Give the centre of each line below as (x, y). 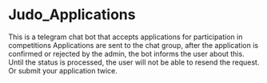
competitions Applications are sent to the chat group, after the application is (133, 45)
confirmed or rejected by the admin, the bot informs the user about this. (127, 53)
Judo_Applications (72, 15)
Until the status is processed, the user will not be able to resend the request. (134, 62)
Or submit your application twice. (63, 70)
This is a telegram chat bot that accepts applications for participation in (126, 37)
